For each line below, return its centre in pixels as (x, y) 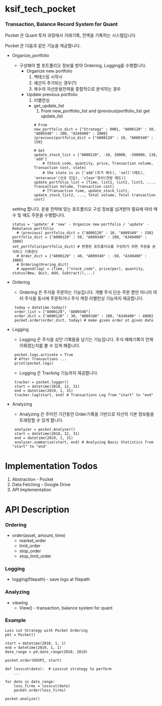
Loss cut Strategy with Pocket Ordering (47, 630)
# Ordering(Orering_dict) (43, 265)
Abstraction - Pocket (33, 479)
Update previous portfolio (52, 95)
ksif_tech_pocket (40, 9)
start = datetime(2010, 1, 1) (36, 643)
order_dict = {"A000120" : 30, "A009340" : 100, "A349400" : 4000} (84, 316)
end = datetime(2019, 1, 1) (33, 647)
